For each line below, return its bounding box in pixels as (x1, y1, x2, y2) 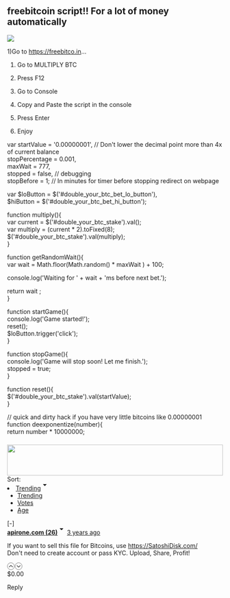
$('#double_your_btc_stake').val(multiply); (7, 232, 125, 241)
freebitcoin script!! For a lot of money (7, 5, 169, 17)
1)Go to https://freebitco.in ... (7, 47, 87, 56)
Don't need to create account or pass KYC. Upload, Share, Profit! (7, 549, 190, 558)
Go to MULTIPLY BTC (16, 60, 77, 69)
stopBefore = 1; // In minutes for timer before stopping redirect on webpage (7, 176, 219, 184)
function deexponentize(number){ (7, 420, 103, 428)
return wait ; (7, 287, 42, 295)
